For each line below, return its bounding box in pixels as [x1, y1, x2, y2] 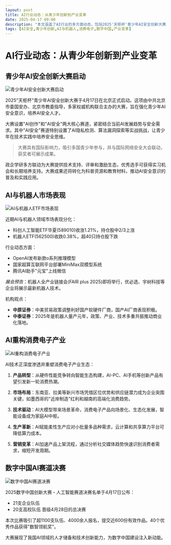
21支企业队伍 [12, 500, 40, 506]
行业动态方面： [5, 244, 37, 250]
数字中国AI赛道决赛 [5, 464, 66, 473]
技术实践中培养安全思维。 [14, 134, 68, 140]
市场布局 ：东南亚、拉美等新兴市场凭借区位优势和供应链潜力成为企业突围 [12, 389, 164, 395]
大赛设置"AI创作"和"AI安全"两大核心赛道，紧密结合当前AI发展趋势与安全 [5, 121, 156, 127]
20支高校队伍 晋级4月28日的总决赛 [12, 506, 87, 512]
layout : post [5, 7, 33, 13]
